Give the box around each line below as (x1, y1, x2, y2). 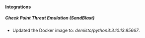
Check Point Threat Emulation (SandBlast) (5, 15, 95, 21)
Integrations (5, 4, 31, 10)
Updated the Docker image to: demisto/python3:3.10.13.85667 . (12, 27, 140, 33)
